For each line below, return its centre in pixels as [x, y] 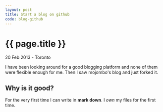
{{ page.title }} [36, 44]
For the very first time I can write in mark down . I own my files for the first [81, 100]
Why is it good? [29, 88]
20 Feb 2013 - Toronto [28, 57]
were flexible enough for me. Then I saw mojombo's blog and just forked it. [82, 72]
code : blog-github [24, 19]
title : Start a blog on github [37, 14]
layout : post [19, 10]
